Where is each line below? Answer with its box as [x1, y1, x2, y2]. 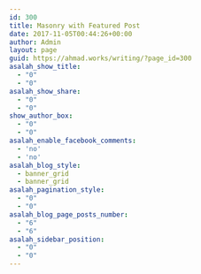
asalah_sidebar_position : [9, 235, 104, 244]
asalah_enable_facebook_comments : [9, 136, 137, 145]
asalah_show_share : [9, 87, 81, 95]
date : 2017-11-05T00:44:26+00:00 [9, 29, 133, 38]
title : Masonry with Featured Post [9, 21, 141, 30]
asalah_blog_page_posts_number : [9, 209, 128, 219]
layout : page [9, 46, 58, 55]
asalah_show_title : [9, 63, 81, 72]
